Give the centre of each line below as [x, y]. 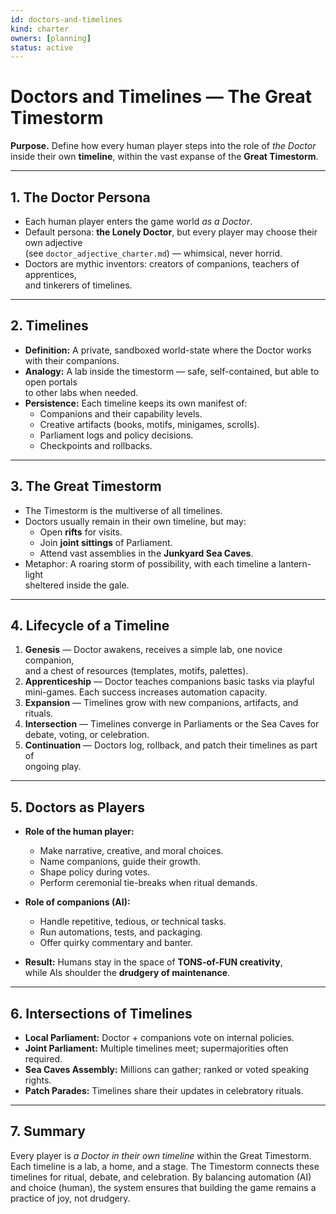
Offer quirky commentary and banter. [116, 943]
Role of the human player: [79, 832]
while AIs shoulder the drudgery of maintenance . [127, 973]
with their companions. [72, 360]
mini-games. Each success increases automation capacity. [146, 692]
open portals [51, 382]
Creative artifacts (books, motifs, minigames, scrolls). [149, 424]
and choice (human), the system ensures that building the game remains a [163, 1187]
